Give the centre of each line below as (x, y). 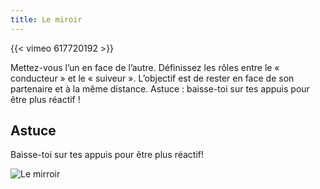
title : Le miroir (46, 19)
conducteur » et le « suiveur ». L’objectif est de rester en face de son (152, 78)
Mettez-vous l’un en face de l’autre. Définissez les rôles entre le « (145, 67)
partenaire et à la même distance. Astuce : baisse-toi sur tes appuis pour (160, 88)
